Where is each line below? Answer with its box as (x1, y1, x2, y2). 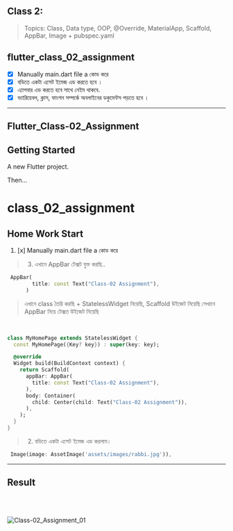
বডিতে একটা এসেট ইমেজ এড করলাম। (34, 437, 112, 445)
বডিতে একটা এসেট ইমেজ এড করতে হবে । (17, 78, 103, 86)
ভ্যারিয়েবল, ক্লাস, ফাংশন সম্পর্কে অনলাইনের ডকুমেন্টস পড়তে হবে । (17, 93, 149, 101)
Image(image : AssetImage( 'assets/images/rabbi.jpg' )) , (10, 450, 172, 457)
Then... (7, 176, 28, 185)
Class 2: (7, 6, 44, 17)
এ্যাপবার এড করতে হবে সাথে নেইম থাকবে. (17, 85, 101, 94)
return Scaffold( (19, 366, 70, 373)
